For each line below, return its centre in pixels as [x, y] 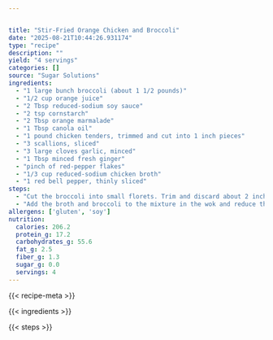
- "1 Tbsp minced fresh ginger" [71, 159]
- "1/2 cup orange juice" [60, 98]
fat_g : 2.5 [34, 250]
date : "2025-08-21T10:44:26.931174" [70, 37]
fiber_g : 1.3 [38, 257]
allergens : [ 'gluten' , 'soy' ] [60, 211]
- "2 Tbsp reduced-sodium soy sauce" [80, 106]
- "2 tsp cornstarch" [52, 113]
